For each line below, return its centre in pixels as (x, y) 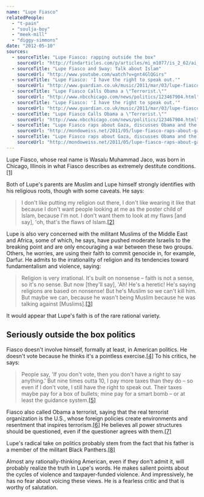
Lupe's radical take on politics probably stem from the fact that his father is (100, 443)
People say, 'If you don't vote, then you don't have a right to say (101, 374)
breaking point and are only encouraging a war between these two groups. (100, 247)
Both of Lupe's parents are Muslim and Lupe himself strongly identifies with (101, 184)
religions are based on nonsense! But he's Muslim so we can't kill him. (109, 291)
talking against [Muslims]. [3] (57, 304)
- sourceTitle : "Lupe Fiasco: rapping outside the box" (84, 57)
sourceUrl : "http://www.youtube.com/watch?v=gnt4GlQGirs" (92, 74)
